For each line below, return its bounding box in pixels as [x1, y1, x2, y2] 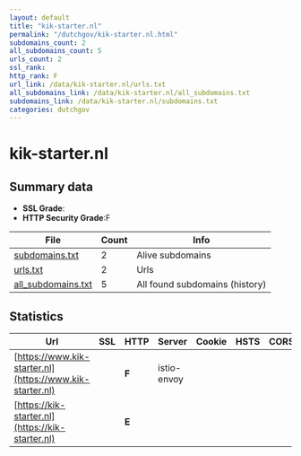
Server [158, 336, 188, 348]
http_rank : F [9, 72, 58, 81]
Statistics [9, 309, 64, 324]
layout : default [9, 13, 70, 22]
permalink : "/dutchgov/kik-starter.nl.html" [9, 30, 178, 39]
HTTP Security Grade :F [21, 213, 111, 224]
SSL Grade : [21, 203, 65, 214]
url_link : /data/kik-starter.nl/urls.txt [9, 80, 167, 89]
